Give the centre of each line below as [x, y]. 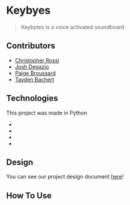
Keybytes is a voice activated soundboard [72, 27]
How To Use [29, 195]
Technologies [32, 99]
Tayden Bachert [34, 79]
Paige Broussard [35, 73]
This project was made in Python [47, 113]
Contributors [31, 46]
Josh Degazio [32, 67]
